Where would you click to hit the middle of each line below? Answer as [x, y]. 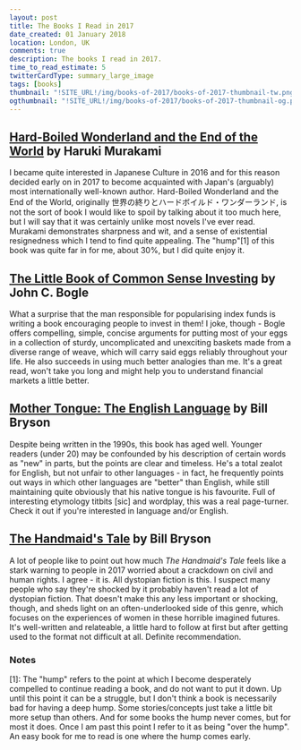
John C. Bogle [49, 292]
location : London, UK [50, 43]
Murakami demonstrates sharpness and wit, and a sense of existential [138, 231]
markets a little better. [49, 380]
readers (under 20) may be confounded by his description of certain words [148, 454]
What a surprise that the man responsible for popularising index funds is [142, 314]
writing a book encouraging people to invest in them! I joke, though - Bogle [147, 324]
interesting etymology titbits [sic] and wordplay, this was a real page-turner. [149, 501]
